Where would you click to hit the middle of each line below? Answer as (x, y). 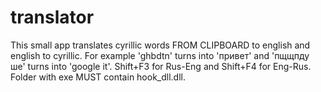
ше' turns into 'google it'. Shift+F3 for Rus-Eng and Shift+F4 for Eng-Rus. (161, 66)
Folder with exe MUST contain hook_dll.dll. (98, 77)
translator (52, 17)
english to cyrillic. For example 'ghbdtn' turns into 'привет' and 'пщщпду (160, 55)
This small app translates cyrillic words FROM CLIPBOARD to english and (160, 45)
